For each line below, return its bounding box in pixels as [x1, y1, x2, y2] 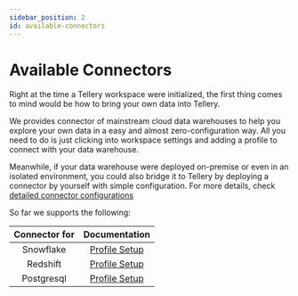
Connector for [13, 228, 76, 241]
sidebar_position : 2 [9, 12, 86, 22]
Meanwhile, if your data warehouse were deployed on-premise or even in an [9, 161, 289, 172]
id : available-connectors [9, 21, 105, 30]
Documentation [83, 228, 151, 241]
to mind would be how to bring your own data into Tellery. [9, 99, 221, 110]
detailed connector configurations [9, 190, 134, 201]
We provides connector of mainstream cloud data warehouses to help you [9, 116, 281, 127]
